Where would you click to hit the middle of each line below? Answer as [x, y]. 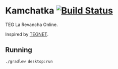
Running [19, 50]
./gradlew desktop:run [29, 61]
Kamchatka [30, 11]
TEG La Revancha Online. [32, 24]
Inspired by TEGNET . [27, 34]
